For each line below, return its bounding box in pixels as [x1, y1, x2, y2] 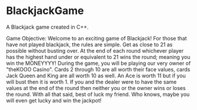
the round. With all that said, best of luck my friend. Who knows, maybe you [6, 91, 190, 98]
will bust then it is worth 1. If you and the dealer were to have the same [6, 78, 177, 85]
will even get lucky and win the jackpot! [6, 97, 102, 104]
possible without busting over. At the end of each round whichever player [6, 47, 184, 54]
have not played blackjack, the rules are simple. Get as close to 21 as [6, 41, 173, 48]
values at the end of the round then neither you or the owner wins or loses [6, 84, 186, 91]
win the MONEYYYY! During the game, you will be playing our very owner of [6, 60, 191, 67]
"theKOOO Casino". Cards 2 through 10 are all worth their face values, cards [6, 66, 191, 73]
